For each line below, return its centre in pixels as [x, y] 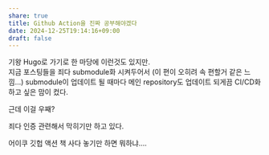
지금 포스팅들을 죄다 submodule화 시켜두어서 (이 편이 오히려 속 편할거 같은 [125, 72]
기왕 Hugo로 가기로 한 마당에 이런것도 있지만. [79, 62]
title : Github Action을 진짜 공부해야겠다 [73, 23]
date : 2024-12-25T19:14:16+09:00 [64, 31]
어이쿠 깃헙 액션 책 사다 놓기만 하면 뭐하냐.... [77, 143]
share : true [28, 16]
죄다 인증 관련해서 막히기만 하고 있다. [66, 126]
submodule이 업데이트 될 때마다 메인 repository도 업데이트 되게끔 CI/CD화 [143, 82]
